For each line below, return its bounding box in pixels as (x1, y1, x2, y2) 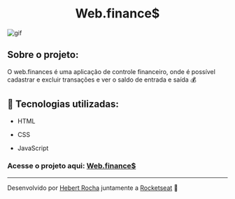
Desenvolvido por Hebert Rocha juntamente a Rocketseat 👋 (7, 184, 178, 192)
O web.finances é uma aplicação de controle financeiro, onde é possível (7, 67, 215, 75)
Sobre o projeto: (7, 49, 79, 61)
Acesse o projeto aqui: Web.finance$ (7, 161, 136, 171)
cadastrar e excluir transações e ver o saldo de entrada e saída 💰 (7, 75, 197, 84)
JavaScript (17, 144, 49, 152)
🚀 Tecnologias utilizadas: (7, 98, 119, 110)
